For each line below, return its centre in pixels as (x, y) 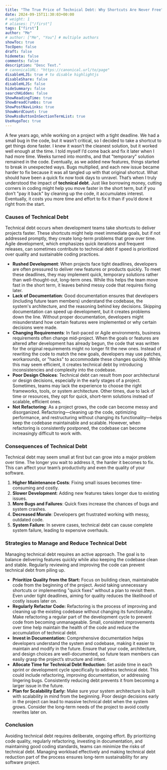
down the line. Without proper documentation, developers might (78, 316)
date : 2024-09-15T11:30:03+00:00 (40, 14)
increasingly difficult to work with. (47, 433)
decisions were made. (35, 327)
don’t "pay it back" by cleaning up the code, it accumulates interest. (75, 193)
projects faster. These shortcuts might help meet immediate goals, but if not (83, 233)
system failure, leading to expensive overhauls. (60, 530)
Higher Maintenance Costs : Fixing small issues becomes (71, 483)
